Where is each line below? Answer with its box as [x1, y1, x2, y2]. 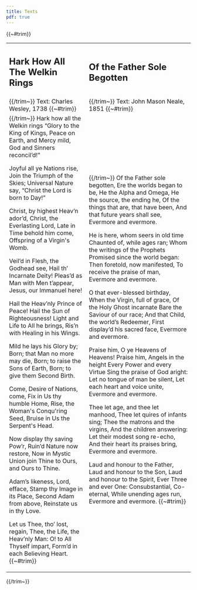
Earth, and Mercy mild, [9, 136, 72, 144]
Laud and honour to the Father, [89, 461, 174, 468]
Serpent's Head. [9, 422, 54, 429]
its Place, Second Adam [9, 492, 74, 500]
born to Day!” [9, 194, 46, 202]
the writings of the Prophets [89, 246, 166, 254]
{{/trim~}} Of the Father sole [89, 174, 166, 182]
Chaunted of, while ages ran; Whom [89, 239, 188, 246]
